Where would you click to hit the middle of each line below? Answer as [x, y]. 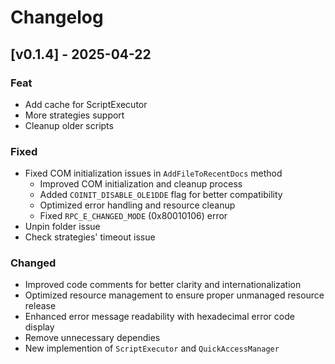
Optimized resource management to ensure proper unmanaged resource [174, 295]
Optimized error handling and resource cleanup [137, 205]
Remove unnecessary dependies [92, 338]
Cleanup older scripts [69, 125]
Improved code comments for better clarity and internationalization [163, 285]
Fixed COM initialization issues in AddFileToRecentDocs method [153, 173]
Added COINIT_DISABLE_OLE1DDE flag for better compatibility [161, 195]
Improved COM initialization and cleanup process [141, 184]
